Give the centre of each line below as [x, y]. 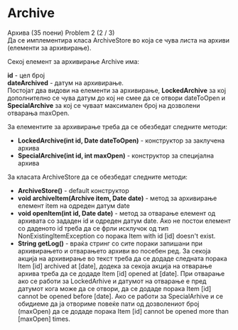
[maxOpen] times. [44, 319]
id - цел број [26, 75]
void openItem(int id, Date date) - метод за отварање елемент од [117, 213]
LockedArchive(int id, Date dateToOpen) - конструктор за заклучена [121, 141]
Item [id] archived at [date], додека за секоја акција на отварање [115, 266]
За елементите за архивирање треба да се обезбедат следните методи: [118, 126]
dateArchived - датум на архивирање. [66, 82]
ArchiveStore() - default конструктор [73, 190]
